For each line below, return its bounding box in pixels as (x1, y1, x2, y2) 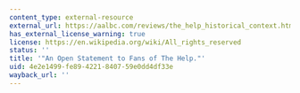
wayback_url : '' (9, 71, 70, 80)
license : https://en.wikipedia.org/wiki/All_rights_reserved (9, 37, 242, 47)
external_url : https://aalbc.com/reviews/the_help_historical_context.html (9, 21, 297, 30)
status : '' (9, 46, 50, 55)
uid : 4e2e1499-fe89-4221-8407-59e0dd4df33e (9, 63, 174, 72)
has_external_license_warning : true (9, 29, 146, 38)
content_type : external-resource (9, 12, 134, 22)
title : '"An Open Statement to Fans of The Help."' (9, 54, 205, 63)
